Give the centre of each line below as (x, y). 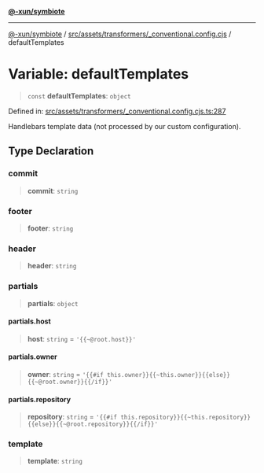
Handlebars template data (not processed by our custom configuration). (125, 126)
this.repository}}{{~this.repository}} (186, 418)
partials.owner (33, 357)
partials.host (29, 321)
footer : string (50, 228)
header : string (52, 266)
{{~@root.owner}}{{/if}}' (70, 382)
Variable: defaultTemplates (99, 74)
